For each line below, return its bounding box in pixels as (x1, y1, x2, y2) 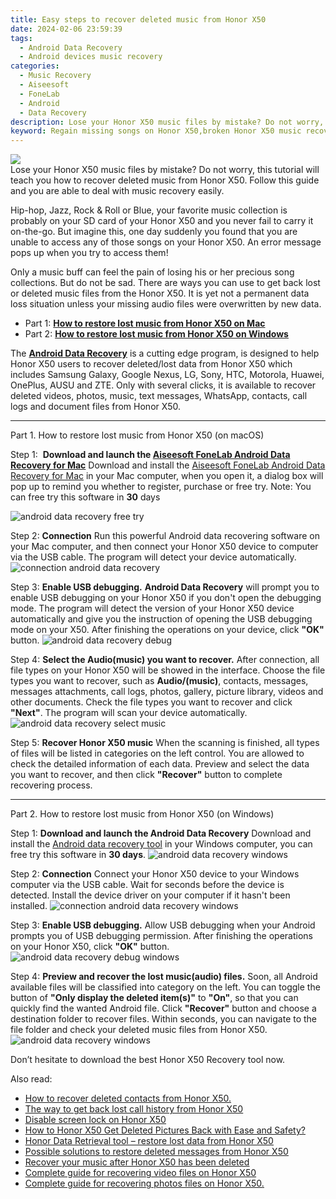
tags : (10, 33, 33, 43)
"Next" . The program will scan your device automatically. (10, 707, 248, 719)
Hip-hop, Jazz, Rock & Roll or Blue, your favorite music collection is (10, 204, 288, 216)
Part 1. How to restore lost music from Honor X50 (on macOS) (10, 429, 265, 441)
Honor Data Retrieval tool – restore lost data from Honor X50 (24, 1135, 274, 1147)
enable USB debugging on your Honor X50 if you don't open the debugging (10, 592, 322, 604)
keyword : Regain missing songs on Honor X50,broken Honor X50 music (10, 126, 302, 136)
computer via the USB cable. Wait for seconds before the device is (10, 879, 285, 891)
